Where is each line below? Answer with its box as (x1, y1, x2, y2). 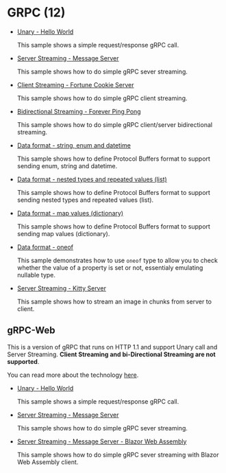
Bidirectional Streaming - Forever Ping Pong (16, 107, 142, 115)
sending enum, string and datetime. (16, 161, 118, 170)
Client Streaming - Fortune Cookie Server (16, 80, 135, 89)
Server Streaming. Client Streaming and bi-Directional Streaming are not (7, 350, 216, 358)
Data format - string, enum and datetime (16, 141, 131, 149)
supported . (7, 357, 40, 365)
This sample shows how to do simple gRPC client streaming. (16, 94, 188, 102)
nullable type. (16, 270, 56, 279)
